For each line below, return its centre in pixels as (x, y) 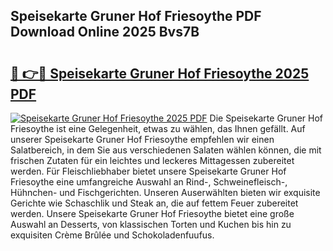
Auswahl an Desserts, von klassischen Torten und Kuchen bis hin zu (151, 224)
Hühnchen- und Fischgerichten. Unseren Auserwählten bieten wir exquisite (165, 192)
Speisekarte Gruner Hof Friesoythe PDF (136, 16)
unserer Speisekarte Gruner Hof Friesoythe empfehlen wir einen (142, 139)
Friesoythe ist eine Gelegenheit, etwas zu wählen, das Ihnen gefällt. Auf (158, 128)
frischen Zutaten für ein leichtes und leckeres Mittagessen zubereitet (152, 160)
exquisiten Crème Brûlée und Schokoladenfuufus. (112, 235)
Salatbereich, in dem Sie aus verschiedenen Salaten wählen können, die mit (166, 150)
